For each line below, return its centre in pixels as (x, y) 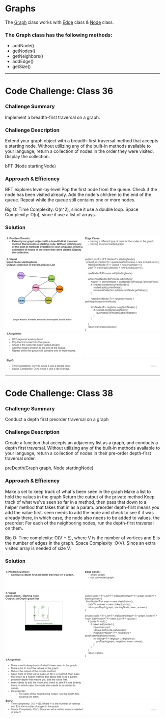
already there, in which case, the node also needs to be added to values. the (82, 518)
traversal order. (20, 458)
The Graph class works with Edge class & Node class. (59, 22)
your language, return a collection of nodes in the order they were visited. (80, 151)
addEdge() (23, 62)
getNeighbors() (27, 56)
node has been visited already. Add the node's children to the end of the (78, 195)
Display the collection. (27, 157)
